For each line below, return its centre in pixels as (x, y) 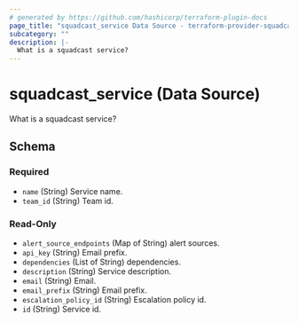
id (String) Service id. (62, 309)
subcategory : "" (39, 34)
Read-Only (33, 224)
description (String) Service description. (97, 272)
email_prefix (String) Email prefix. (85, 290)
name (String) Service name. (72, 191)
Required (29, 172)
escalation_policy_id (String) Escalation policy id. (114, 300)
